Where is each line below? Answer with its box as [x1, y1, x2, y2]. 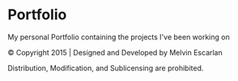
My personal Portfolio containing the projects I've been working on [7, 32, 230, 42]
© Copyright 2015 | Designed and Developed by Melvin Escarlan [7, 47, 223, 57]
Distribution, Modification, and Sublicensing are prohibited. [7, 63, 204, 73]
